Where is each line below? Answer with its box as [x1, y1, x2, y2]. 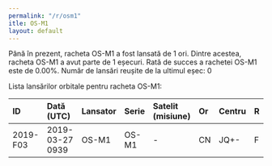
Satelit [152, 101, 179, 112]
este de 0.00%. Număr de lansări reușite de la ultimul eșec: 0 [8, 66, 212, 76]
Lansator [81, 106, 117, 117]
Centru [218, 106, 247, 117]
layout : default [8, 27, 63, 35]
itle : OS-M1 [8, 19, 49, 27]
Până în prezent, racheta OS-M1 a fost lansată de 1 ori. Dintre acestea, [8, 49, 242, 59]
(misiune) [152, 110, 191, 122]
